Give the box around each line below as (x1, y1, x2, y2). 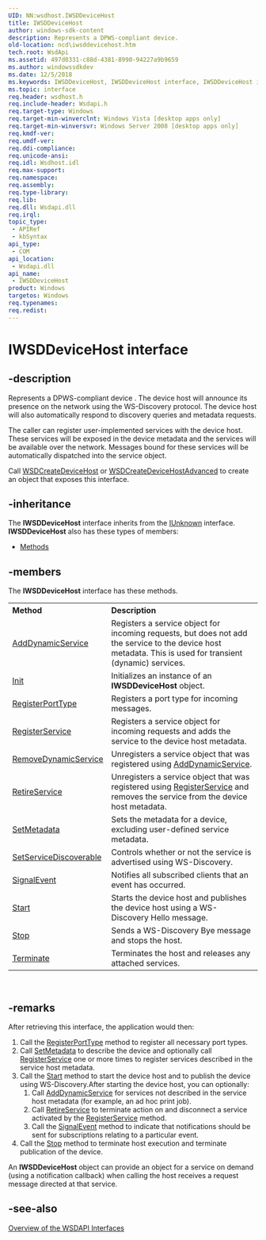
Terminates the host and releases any (110, 948, 251, 959)
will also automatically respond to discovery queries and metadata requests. (8, 410, 257, 419)
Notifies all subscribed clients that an (110, 870, 249, 881)
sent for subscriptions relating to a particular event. (31, 1131, 199, 1140)
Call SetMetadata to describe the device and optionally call (19, 1046, 212, 1055)
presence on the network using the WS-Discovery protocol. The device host (8, 401, 257, 411)
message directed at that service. (8, 1179, 118, 1189)
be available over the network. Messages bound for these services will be (8, 442, 249, 452)
